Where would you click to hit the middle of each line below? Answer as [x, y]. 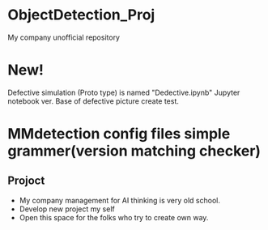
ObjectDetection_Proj [81, 15]
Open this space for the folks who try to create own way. [114, 217]
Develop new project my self [67, 209]
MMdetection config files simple [119, 134]
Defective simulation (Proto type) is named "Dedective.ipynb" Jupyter [124, 92]
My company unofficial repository [64, 37]
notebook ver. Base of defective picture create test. [94, 101]
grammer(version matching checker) [134, 151]
